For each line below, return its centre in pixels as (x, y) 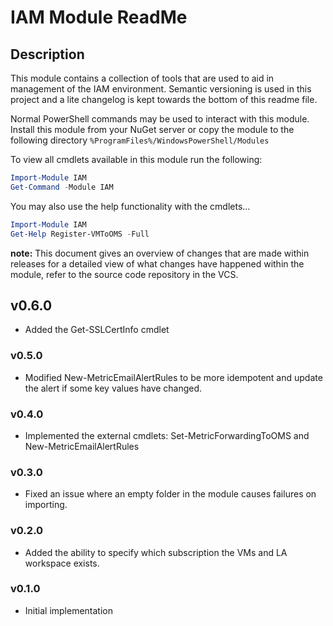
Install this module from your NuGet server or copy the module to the (152, 129)
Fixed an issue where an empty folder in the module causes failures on (170, 494)
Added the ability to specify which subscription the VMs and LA (156, 552)
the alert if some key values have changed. (113, 388)
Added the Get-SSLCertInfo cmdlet (97, 330)
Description (47, 54)
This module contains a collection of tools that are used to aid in (142, 78)
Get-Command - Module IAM (62, 187)
